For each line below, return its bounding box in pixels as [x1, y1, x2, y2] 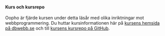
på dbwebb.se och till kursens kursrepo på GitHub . [5, 25, 110, 32]
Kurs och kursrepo [5, 4, 45, 10]
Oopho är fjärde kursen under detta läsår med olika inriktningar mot [5, 15, 144, 21]
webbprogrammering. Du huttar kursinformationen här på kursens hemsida [5, 20, 160, 26]
